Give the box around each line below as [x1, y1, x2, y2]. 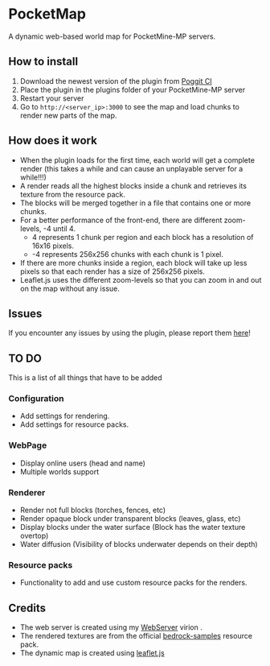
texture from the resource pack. [19, 189, 126, 199]
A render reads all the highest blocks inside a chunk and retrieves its [19, 180, 247, 190]
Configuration [8, 393, 64, 404]
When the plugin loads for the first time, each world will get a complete [19, 155, 256, 165]
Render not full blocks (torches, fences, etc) [19, 505, 166, 515]
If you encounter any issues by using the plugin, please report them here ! [8, 328, 251, 338]
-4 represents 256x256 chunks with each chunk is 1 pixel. [31, 249, 223, 259]
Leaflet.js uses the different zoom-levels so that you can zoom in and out [19, 275, 262, 284]
